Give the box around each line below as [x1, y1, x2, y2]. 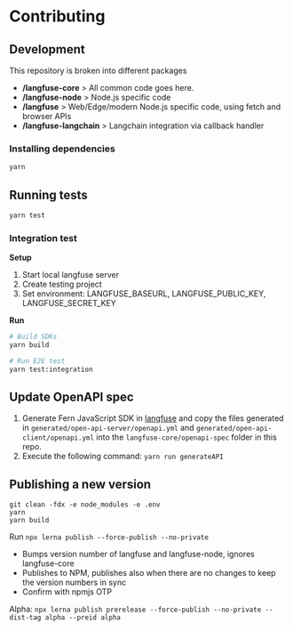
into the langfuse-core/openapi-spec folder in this [96, 432, 277, 442]
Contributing [9, 6, 106, 27]
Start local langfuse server [21, 270, 120, 280]
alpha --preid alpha [44, 613, 122, 622]
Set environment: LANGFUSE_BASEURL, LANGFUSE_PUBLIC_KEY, [21, 288, 266, 299]
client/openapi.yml [21, 433, 95, 442]
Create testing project [21, 279, 102, 290]
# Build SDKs [9, 332, 58, 342]
